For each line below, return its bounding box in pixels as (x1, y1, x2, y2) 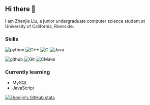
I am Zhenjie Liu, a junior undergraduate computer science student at (5, 18, 145, 24)
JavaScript (12, 85, 34, 91)
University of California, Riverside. (5, 23, 75, 29)
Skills (5, 35, 19, 42)
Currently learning (5, 69, 50, 75)
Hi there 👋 (5, 5, 36, 13)
